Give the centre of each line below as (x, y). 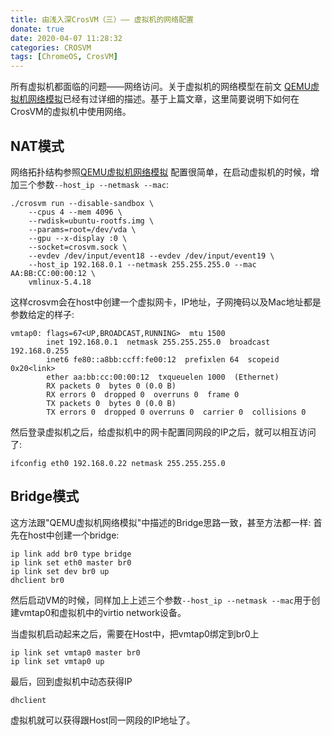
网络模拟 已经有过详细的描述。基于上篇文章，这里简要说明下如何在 (163, 99)
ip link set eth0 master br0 (71, 562)
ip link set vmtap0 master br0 (75, 652)
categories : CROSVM (51, 47)
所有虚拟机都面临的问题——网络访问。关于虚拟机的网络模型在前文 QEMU (161, 87)
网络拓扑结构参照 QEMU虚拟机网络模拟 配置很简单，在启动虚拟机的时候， (161, 172)
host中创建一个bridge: (73, 535)
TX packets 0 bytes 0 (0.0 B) (111, 403)
